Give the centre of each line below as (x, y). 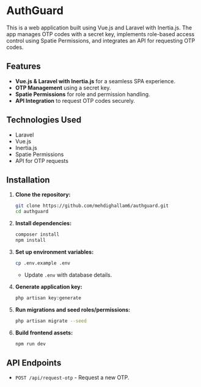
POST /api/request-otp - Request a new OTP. (72, 378)
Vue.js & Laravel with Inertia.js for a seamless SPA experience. (95, 81)
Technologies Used (44, 120)
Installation (28, 180)
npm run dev (30, 344)
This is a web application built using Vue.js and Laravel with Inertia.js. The (99, 28)
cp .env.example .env (42, 263)
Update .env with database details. (68, 275)
